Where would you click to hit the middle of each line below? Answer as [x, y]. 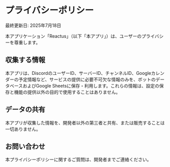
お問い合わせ [25, 147]
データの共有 [25, 110]
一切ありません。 [23, 129]
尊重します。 [27, 42]
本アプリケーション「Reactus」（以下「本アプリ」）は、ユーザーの [73, 36]
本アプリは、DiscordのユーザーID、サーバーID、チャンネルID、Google [78, 73]
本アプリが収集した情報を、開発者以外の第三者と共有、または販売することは [85, 122]
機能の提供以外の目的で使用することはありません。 [67, 92]
